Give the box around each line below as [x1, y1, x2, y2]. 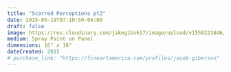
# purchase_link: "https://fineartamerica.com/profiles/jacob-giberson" [7, 55, 220, 62]
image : [7, 29, 26, 36]
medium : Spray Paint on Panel [7, 36, 94, 43]
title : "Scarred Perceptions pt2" [7, 10, 107, 17]
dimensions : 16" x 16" [7, 42, 72, 49]
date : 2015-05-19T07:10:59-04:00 [7, 16, 103, 23]
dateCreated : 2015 [7, 49, 60, 56]
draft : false [7, 23, 45, 29]
